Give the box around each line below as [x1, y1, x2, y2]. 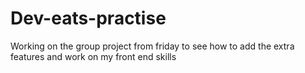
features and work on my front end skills [10, 50, 177, 62]
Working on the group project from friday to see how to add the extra [10, 40, 295, 52]
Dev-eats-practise [10, 7, 167, 30]
